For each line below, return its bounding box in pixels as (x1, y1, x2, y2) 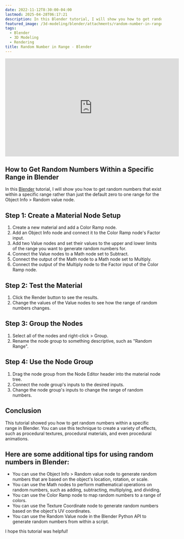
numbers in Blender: (5, 458, 69, 466)
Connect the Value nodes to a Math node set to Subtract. (12, 251, 129, 257)
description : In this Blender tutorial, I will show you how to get (5, 16, 150, 21)
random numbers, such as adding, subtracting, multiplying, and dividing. (12, 487, 161, 493)
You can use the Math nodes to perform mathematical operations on (12, 482, 152, 488)
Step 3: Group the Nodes (5, 319, 83, 328)
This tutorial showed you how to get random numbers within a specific (5, 419, 149, 426)
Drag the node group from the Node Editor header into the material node (12, 371, 161, 377)
